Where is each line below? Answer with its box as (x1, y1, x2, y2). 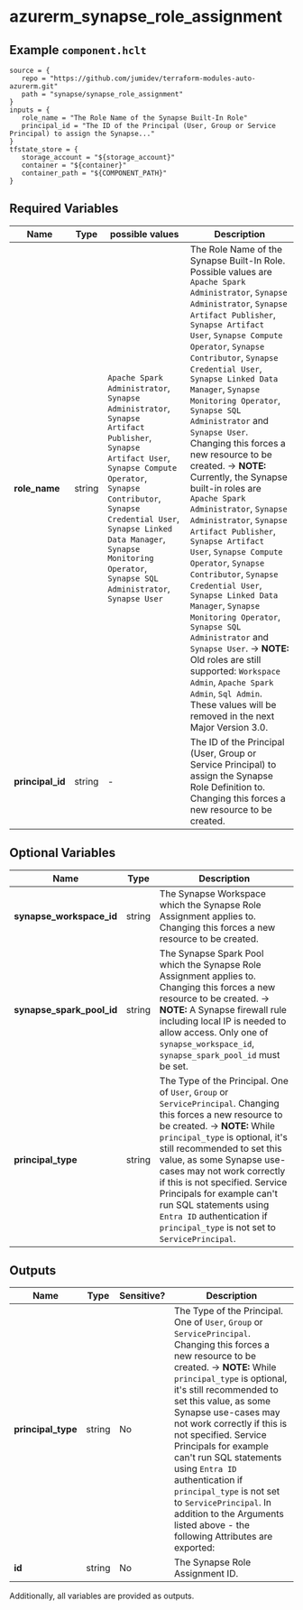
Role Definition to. (189, 780, 266, 793)
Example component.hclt (9, 42, 147, 58)
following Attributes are (174, 1531, 273, 1543)
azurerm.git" (9, 82, 59, 91)
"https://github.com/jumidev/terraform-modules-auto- (49, 74, 256, 83)
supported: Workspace (189, 665, 281, 677)
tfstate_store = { (9, 145, 78, 154)
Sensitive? (118, 1290, 166, 1302)
